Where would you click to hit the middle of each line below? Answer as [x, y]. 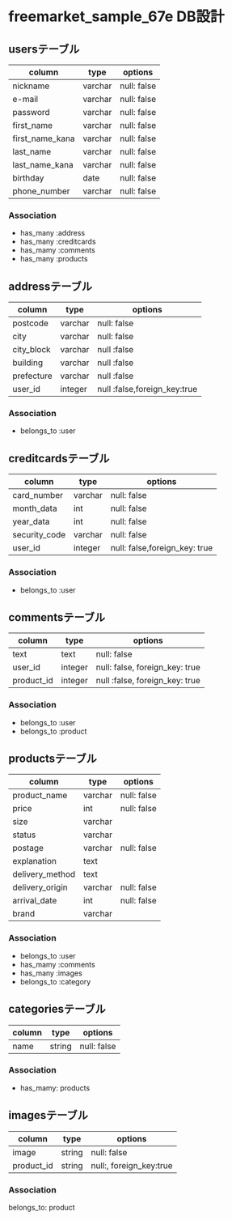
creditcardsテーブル [59, 458]
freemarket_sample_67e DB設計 [116, 17]
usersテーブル [44, 49]
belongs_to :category [55, 981]
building [27, 363]
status [24, 835]
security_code [39, 535]
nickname [31, 86]
